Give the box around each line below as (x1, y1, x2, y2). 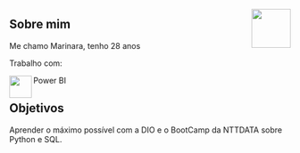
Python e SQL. (9, 133, 62, 144)
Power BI (33, 75, 67, 85)
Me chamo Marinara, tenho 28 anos (9, 40, 141, 51)
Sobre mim (9, 17, 71, 32)
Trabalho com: (9, 58, 62, 68)
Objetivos (9, 101, 64, 116)
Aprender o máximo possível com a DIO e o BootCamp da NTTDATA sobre (9, 125, 283, 135)
